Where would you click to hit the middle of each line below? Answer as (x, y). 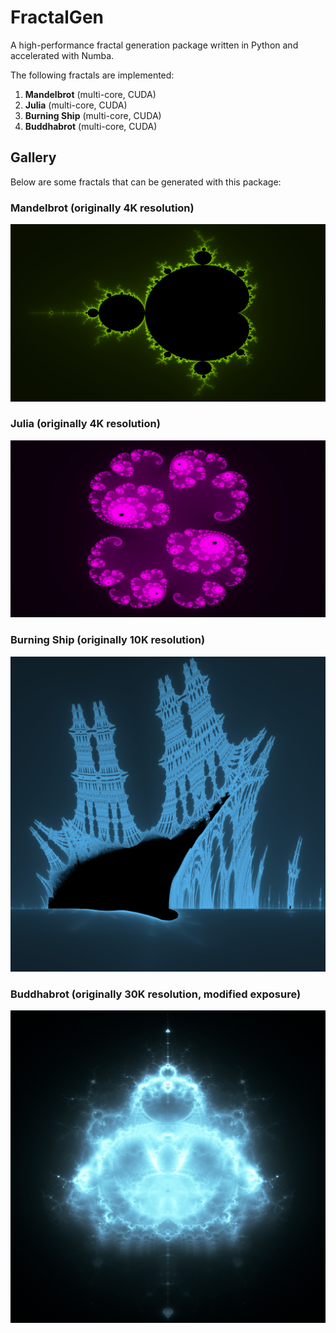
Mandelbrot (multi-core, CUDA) (90, 94)
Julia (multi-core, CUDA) (76, 105)
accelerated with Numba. (62, 55)
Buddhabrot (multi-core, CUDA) (91, 126)
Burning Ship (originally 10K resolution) (108, 640)
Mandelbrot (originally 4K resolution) (102, 208)
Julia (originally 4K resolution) (85, 424)
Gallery (33, 157)
